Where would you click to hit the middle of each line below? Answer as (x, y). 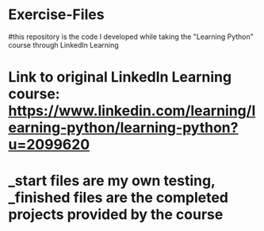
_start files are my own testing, (112, 181)
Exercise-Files (56, 15)
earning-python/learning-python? (123, 128)
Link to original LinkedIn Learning (120, 77)
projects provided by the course (116, 215)
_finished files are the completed (118, 198)
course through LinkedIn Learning (63, 44)
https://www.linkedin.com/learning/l (132, 111)
